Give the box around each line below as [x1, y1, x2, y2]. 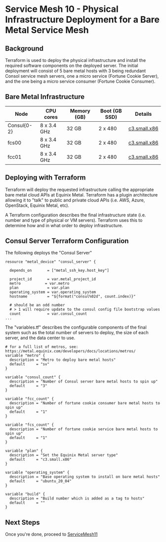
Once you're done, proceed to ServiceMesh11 [5, 531, 98, 538]
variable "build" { [5, 492, 45, 497]
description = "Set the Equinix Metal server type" [9, 453, 119, 458]
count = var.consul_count [9, 311, 87, 316]
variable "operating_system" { [5, 470, 70, 475]
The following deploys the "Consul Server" [5, 250, 92, 256]
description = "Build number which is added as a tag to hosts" [9, 496, 145, 501]
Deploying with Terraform [5, 173, 86, 182]
